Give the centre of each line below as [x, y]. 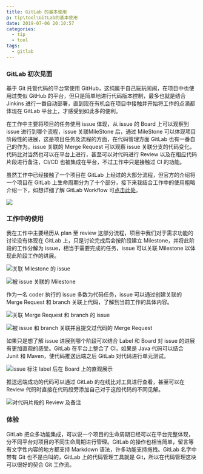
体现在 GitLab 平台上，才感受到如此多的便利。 [64, 111]
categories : [21, 29]
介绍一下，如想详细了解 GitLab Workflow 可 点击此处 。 [74, 190]
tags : [13, 46]
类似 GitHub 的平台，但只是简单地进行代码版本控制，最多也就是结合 [101, 96]
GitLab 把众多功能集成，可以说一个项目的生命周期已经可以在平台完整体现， [100, 434]
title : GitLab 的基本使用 [37, 12]
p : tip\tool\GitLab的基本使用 [42, 18]
